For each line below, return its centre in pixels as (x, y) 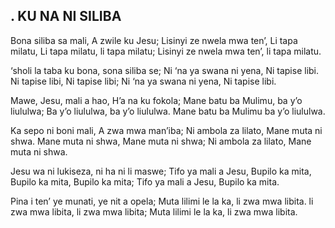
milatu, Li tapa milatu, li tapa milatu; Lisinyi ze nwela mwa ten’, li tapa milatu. (166, 51)
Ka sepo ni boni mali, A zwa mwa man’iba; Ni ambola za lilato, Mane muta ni (166, 130)
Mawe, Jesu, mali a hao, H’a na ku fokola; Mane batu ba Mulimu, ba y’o (156, 100)
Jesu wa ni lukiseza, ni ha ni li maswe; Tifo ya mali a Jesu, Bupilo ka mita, (161, 171)
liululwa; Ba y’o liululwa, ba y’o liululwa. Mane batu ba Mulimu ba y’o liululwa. (168, 111)
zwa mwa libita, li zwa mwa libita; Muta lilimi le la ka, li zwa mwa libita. (154, 211)
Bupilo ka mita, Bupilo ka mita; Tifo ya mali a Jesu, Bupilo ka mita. (145, 181)
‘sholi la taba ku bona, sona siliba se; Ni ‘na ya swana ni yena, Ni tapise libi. (165, 70)
